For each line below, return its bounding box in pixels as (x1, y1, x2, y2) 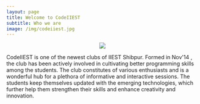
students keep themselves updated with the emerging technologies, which (6, 79, 194, 86)
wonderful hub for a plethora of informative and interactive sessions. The (6, 73, 190, 80)
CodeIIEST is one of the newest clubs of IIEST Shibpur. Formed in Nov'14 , (6, 54, 193, 61)
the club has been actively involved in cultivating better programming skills (6, 60, 194, 67)
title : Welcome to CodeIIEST (6, 15, 80, 21)
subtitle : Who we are (6, 20, 62, 26)
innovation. (6, 92, 35, 100)
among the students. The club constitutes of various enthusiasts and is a (6, 67, 189, 74)
